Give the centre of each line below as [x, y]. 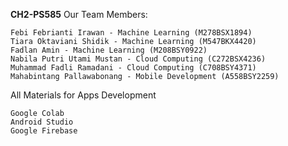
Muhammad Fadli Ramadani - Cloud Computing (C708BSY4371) [133, 68]
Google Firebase [44, 131]
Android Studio [42, 122]
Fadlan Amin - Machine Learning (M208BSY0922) [109, 50]
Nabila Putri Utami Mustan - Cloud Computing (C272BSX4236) [138, 59]
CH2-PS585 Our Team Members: [79, 14]
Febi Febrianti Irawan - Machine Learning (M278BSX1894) [131, 33]
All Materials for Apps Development [83, 95]
